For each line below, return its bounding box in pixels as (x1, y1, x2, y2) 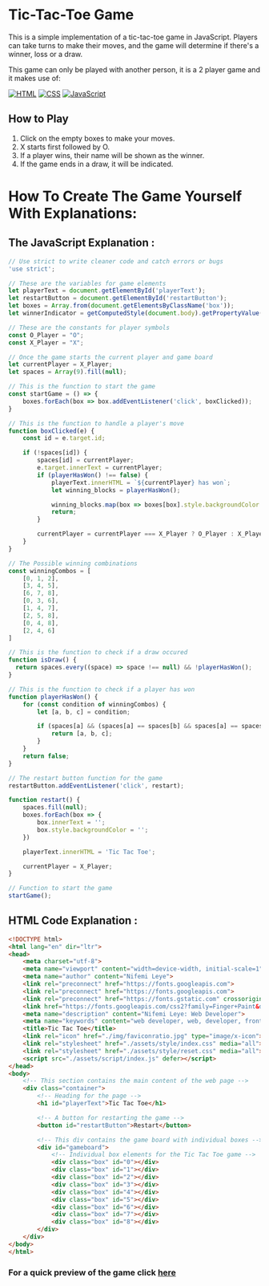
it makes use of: (8, 73, 62, 83)
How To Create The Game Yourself (8, 187, 243, 206)
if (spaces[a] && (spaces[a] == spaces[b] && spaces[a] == (37, 722, 239, 730)
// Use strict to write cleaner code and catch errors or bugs (8, 257, 224, 266)
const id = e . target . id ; (22, 434, 106, 442)
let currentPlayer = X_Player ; (8, 360, 113, 368)
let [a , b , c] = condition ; (37, 708, 130, 716)
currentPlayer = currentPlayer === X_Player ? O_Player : (37, 530, 235, 539)
